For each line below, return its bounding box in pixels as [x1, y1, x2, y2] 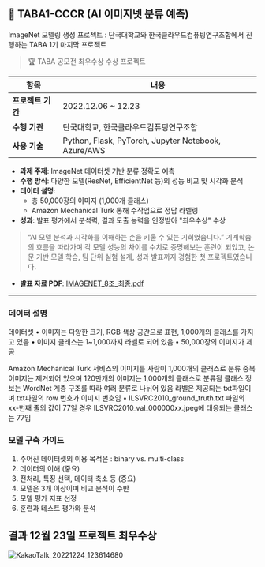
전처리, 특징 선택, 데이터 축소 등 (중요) [19, 474, 136, 483]
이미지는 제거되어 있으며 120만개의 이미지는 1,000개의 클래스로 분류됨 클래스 [8, 374, 244, 383]
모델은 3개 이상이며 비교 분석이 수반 [19, 484, 130, 494]
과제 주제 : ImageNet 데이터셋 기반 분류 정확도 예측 [19, 166, 175, 175]
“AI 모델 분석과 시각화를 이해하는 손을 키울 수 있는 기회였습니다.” [27, 232, 225, 242]
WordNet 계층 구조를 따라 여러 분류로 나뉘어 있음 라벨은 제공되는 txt [22, 384, 233, 393]
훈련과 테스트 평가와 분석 [19, 504, 96, 513]
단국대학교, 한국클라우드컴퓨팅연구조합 [62, 122, 199, 133]
